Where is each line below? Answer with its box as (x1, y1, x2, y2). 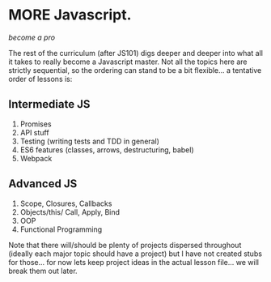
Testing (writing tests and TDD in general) (19, 136, 160, 146)
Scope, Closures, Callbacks (19, 199, 112, 208)
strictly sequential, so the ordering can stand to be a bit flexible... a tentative (8, 65, 262, 75)
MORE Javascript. (8, 6, 132, 24)
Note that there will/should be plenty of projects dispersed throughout (8, 240, 242, 250)
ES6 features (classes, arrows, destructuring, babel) (19, 144, 194, 155)
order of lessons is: (8, 74, 73, 83)
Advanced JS (8, 177, 78, 191)
